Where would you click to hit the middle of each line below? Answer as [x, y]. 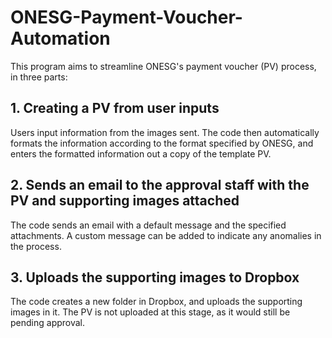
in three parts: [39, 77]
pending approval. [48, 323]
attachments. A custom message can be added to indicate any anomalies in [166, 235]
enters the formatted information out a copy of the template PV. [141, 153]
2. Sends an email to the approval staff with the [160, 185]
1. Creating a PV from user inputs [115, 108]
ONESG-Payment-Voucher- [126, 17]
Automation [60, 38]
